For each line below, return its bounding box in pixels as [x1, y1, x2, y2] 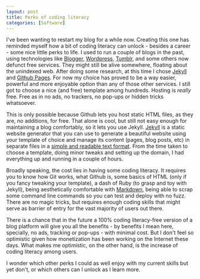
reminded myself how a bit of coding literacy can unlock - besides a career [6, 42, 191, 49]
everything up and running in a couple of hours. [6, 156, 124, 163]
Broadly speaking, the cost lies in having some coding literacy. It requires [6, 167, 186, 174]
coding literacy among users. [6, 248, 78, 255]
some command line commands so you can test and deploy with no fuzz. [6, 192, 186, 200]
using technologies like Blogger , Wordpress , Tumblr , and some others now [6, 55, 189, 63]
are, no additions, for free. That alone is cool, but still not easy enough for [6, 117, 187, 125]
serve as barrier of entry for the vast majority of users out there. [6, 205, 164, 212]
